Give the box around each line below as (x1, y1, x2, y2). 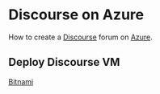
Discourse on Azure (8, 6, 144, 24)
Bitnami (8, 76, 34, 86)
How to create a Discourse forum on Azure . (8, 32, 154, 42)
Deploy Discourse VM (8, 55, 120, 69)
